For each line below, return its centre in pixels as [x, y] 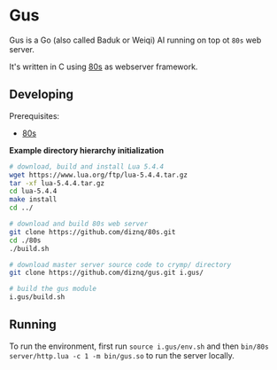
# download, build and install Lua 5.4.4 [87, 166]
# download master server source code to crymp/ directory [120, 264]
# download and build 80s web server [79, 224]
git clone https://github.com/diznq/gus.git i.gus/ [106, 273]
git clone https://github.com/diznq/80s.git [92, 232]
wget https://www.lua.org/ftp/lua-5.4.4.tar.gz [99, 175]
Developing [41, 94]
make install [33, 200]
